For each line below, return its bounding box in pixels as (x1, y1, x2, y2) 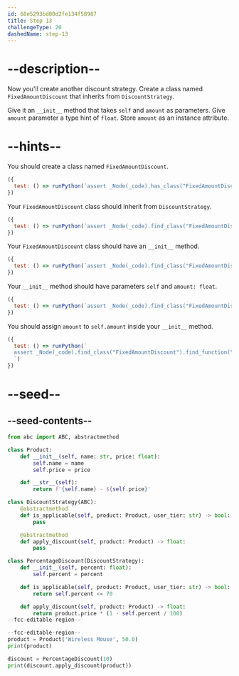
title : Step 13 (7, 17, 53, 24)
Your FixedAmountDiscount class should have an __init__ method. (7, 242, 200, 250)
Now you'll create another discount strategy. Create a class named (7, 85, 203, 93)
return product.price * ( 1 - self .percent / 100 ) (33, 610, 183, 617)
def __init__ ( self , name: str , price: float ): (20, 453, 161, 460)
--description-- (7, 61, 101, 77)
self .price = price (33, 466, 91, 473)
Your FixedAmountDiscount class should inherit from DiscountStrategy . (7, 202, 212, 210)
